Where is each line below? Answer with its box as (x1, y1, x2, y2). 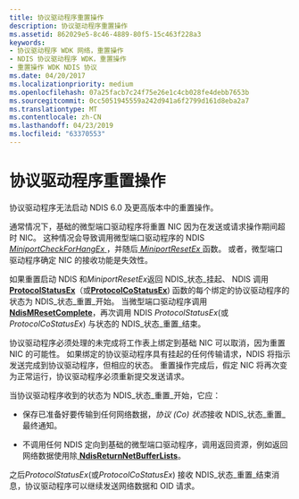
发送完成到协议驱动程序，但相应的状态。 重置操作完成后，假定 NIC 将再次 (9, 359, 280, 370)
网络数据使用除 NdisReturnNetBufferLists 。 (21, 450, 186, 461)
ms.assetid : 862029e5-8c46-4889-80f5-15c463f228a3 (9, 30, 202, 38)
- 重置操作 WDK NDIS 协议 (9, 63, 98, 72)
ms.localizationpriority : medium (9, 80, 134, 89)
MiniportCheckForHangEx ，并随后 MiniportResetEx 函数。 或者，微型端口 (9, 243, 284, 254)
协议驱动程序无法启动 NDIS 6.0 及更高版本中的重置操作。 (9, 202, 219, 213)
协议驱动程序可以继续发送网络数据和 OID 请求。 (24, 480, 200, 491)
